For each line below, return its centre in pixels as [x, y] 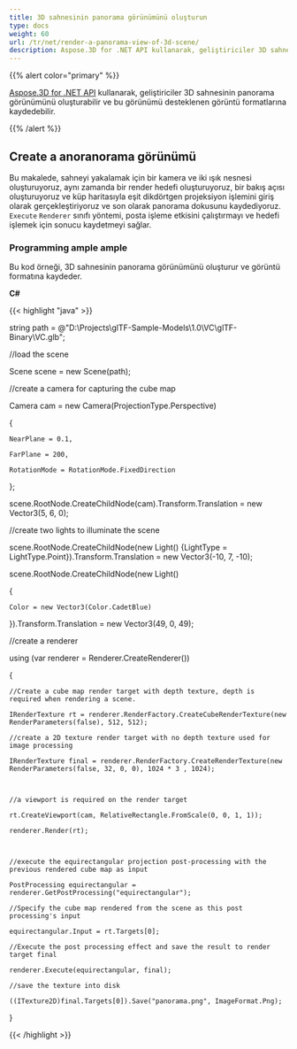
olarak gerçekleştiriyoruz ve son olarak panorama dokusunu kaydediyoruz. [145, 205]
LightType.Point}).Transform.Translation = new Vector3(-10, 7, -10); [131, 557]
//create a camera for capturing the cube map [93, 389]
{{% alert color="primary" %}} [65, 75]
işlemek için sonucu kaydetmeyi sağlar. [80, 224]
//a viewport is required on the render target [99, 800]
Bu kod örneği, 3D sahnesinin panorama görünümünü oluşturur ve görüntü [145, 267]
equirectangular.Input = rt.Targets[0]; [85, 932]
